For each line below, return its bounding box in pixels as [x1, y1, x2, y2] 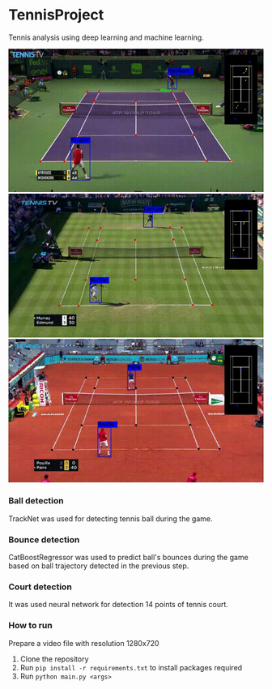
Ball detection [8, 495, 64, 507]
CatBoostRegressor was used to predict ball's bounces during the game [8, 553, 249, 563]
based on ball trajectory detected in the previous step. [8, 561, 189, 571]
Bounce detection [8, 533, 80, 545]
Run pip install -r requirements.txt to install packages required [19, 662, 243, 672]
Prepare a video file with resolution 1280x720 [8, 638, 159, 648]
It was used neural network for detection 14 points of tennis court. [8, 600, 229, 610]
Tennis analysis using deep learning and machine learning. [8, 32, 204, 42]
